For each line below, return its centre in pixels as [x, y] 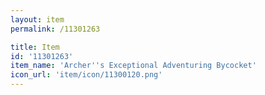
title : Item [35, 47]
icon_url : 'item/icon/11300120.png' [86, 75]
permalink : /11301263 [55, 29]
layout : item [37, 19]
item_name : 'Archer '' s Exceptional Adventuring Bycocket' [133, 66]
